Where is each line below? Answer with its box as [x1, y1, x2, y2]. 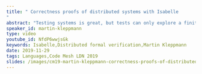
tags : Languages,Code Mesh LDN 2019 [6, 53, 98, 59]
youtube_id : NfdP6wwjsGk [6, 36, 69, 42]
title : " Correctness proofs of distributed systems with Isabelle [6, 8, 179, 15]
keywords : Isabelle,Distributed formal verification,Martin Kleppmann [6, 42, 187, 48]
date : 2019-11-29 [6, 48, 50, 54]
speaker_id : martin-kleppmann [6, 25, 82, 32]
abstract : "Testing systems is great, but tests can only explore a [6, 20, 182, 26]
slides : [6, 58, 26, 64]
